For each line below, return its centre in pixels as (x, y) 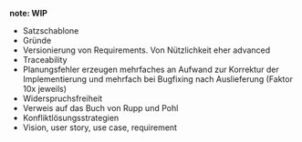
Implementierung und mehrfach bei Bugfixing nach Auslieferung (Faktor (158, 79)
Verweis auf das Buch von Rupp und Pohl (100, 108)
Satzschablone (51, 30)
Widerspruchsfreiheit (62, 98)
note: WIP (29, 13)
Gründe (37, 41)
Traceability (45, 60)
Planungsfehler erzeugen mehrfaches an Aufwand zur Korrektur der (151, 69)
